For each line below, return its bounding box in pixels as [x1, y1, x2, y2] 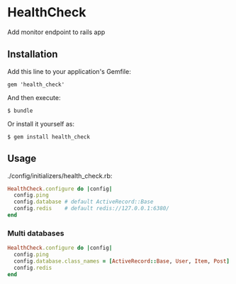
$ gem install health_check [7, 133, 91, 141]
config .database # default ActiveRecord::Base [13, 198, 154, 206]
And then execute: [7, 93, 61, 102]
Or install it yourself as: [7, 119, 74, 128]
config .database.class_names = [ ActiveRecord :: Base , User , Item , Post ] [13, 257, 230, 265]
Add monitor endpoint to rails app [7, 28, 106, 36]
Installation [7, 48, 58, 60]
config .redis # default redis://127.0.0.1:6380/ [13, 205, 170, 212]
